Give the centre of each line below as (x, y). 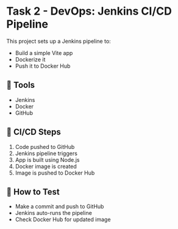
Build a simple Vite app (44, 53)
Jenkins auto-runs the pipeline (54, 213)
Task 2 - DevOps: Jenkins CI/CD (89, 11)
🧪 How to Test (33, 191)
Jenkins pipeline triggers (46, 153)
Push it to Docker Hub (43, 66)
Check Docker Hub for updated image (63, 220)
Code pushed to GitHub (45, 147)
